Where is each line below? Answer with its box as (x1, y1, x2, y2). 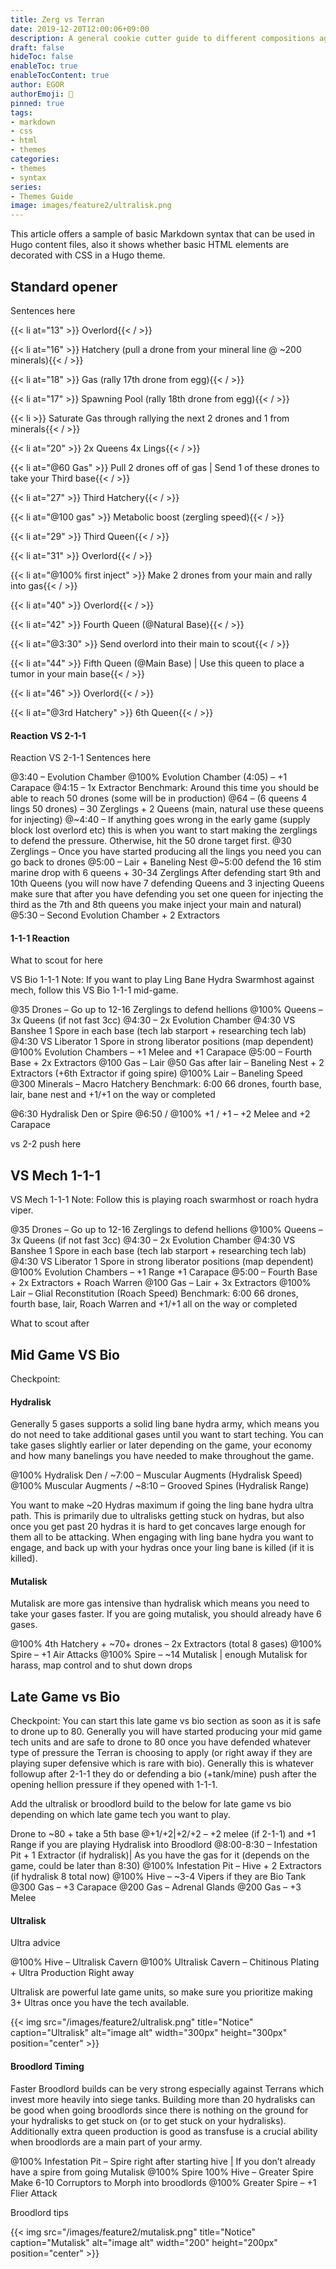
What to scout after (10, 1317, 90, 1330)
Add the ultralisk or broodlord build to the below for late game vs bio (10, 1798, 292, 1810)
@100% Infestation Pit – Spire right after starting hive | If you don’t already (10, 2155, 316, 2167)
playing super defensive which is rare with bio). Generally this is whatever (10, 1757, 315, 1770)
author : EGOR (10, 80, 65, 90)
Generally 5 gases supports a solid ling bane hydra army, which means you (10, 1418, 320, 1430)
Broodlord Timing (10, 2060, 85, 2072)
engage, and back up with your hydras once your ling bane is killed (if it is (10, 1542, 315, 1554)
